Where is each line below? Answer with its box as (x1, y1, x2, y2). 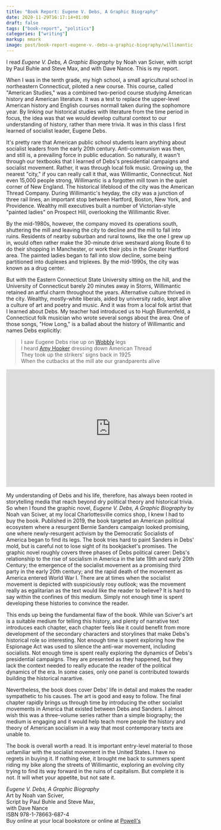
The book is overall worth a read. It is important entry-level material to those (6, 742, 192, 749)
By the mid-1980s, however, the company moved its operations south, (6, 220, 178, 227)
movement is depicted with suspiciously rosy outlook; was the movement (6, 580, 186, 588)
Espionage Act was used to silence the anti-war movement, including (6, 643, 176, 650)
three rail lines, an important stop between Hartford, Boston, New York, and (6, 195, 191, 203)
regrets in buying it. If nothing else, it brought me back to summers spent (6, 755, 185, 762)
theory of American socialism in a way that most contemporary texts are (6, 724, 183, 731)
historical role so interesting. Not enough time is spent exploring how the (6, 637, 185, 644)
